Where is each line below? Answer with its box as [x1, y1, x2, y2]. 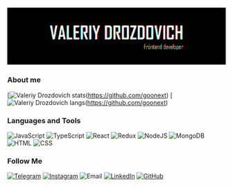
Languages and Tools [7, 115, 81, 125]
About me [7, 75, 42, 85]
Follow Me [7, 156, 43, 166]
